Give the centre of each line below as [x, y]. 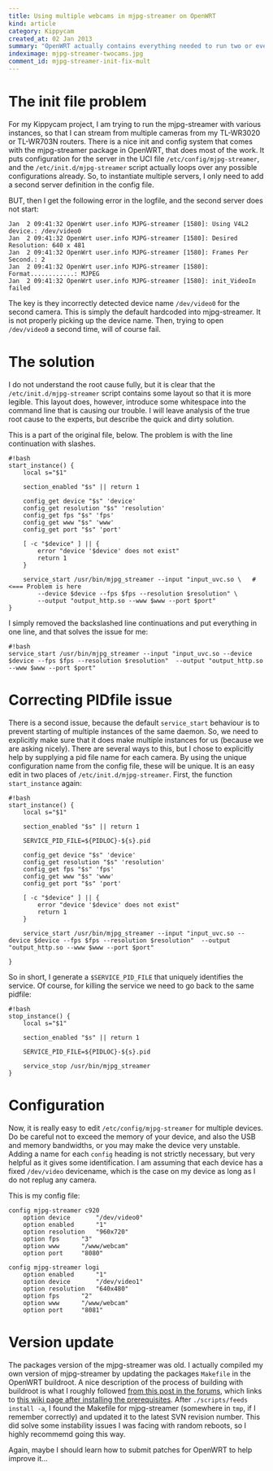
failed [19, 288]
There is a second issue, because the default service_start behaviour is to [134, 722]
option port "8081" [63, 1310]
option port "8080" [63, 1253]
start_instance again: [45, 783]
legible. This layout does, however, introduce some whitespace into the [127, 402]
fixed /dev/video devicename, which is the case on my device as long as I [132, 1171]
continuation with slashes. [52, 443]
